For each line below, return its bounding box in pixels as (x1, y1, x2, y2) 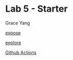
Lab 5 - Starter (5, 3, 68, 15)
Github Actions (5, 49, 37, 55)
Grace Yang (5, 20, 30, 26)
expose (5, 29, 21, 36)
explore (5, 39, 21, 46)
